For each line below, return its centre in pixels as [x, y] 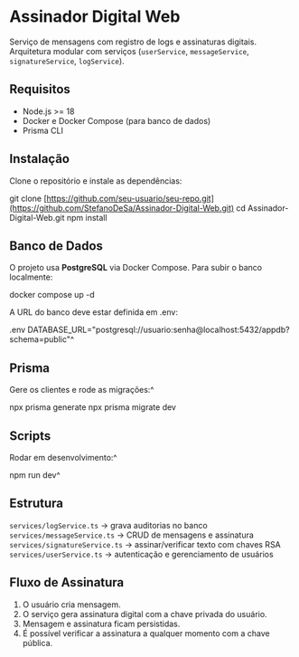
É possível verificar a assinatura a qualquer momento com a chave [146, 633]
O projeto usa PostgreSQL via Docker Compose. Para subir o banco [136, 268]
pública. [37, 643]
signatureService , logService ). [67, 61]
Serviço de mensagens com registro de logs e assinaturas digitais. [133, 42]
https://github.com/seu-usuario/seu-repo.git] [131, 198]
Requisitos [40, 89]
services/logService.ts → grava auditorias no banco [108, 525]
